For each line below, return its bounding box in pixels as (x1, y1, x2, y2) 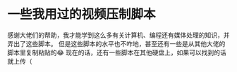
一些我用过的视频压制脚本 (7, 6, 157, 22)
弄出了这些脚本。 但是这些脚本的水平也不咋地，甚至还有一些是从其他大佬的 (7, 39, 226, 48)
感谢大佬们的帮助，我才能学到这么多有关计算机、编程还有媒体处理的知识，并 (7, 31, 230, 39)
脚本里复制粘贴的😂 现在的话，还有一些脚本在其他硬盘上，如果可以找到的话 (7, 48, 227, 57)
